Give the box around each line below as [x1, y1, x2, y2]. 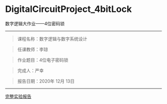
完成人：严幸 [17, 67, 44, 73]
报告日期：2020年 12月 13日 [17, 78, 75, 84]
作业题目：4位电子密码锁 [17, 57, 69, 63]
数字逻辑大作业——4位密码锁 [5, 20, 65, 26]
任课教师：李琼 [17, 46, 48, 52]
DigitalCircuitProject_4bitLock [5, 3, 132, 15]
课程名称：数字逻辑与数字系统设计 [17, 36, 87, 42]
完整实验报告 [5, 93, 31, 99]
